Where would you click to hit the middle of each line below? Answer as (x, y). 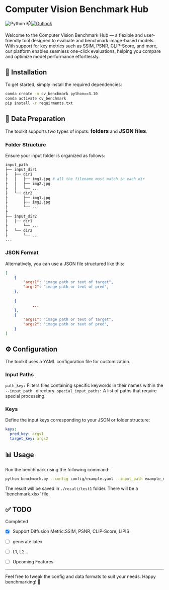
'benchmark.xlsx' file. (28, 493)
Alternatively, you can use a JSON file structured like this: (65, 264)
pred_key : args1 (27, 434)
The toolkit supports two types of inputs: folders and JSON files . (76, 131)
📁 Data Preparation (35, 118)
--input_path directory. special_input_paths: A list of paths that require (81, 391)
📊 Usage (20, 455)
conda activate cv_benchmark (36, 98)
